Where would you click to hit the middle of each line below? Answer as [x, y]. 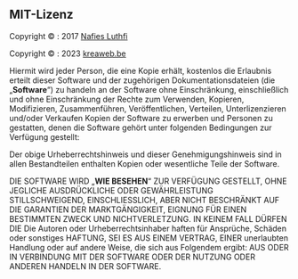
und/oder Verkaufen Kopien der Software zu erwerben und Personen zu [141, 118]
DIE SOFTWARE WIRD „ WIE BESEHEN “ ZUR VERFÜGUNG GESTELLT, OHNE [148, 181]
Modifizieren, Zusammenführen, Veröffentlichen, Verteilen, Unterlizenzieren [148, 108]
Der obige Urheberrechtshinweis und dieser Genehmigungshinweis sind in [145, 154]
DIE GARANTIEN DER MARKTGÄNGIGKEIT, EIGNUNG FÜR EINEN [128, 209]
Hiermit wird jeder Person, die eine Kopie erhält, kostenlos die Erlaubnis [141, 70]
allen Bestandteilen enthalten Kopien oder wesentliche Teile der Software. [145, 163]
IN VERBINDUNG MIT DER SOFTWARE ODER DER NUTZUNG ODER [133, 257]
